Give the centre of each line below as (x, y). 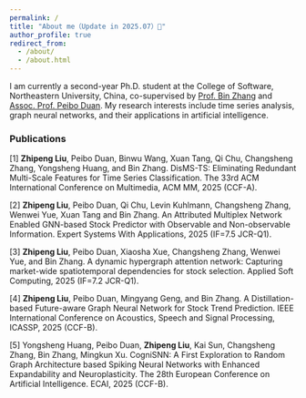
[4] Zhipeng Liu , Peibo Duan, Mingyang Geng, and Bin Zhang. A (129, 299)
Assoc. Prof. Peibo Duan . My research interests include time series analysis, (152, 105)
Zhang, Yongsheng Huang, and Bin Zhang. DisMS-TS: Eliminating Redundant (153, 168)
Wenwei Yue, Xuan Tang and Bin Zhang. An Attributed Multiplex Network (146, 215)
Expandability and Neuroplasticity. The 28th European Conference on (140, 374)
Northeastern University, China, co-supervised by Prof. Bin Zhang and (141, 96)
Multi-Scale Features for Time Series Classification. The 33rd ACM (134, 178)
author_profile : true (51, 35)
